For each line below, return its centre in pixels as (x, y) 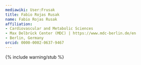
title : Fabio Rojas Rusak (32, 15)
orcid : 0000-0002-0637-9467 (35, 43)
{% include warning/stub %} (35, 57)
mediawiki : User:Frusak (30, 10)
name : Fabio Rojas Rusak (31, 19)
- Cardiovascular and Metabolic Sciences (49, 29)
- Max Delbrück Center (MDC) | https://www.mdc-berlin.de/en (71, 33)
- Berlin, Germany (24, 38)
